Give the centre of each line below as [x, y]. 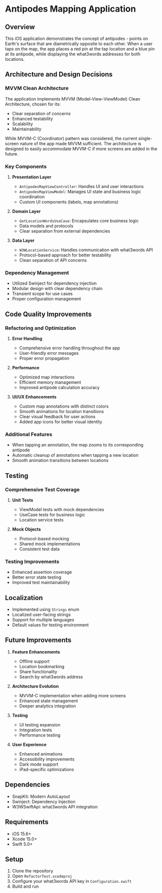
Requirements [27, 822]
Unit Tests [23, 500]
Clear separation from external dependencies [65, 231]
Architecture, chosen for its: [33, 104]
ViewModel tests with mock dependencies [62, 509]
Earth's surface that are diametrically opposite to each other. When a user [79, 44]
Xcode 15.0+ [24, 839]
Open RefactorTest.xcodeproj [42, 876]
